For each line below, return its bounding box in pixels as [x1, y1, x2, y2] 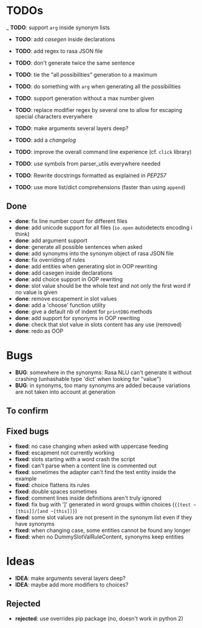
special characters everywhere [15, 113, 93, 120]
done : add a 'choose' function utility [15, 301, 106, 309]
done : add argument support [15, 237, 88, 244]
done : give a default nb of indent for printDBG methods [15, 308, 153, 315]
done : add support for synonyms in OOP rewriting [15, 314, 141, 321]
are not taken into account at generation [15, 388, 116, 396]
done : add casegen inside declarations [15, 269, 113, 276]
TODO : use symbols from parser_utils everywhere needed [15, 159, 161, 167]
